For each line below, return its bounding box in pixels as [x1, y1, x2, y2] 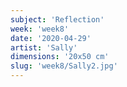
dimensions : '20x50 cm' [10, 52, 110, 62]
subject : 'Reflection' [10, 14, 105, 25]
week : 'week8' [10, 24, 70, 34]
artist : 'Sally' [10, 42, 78, 53]
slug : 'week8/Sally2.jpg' [10, 61, 118, 71]
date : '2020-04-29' [10, 33, 92, 43]
